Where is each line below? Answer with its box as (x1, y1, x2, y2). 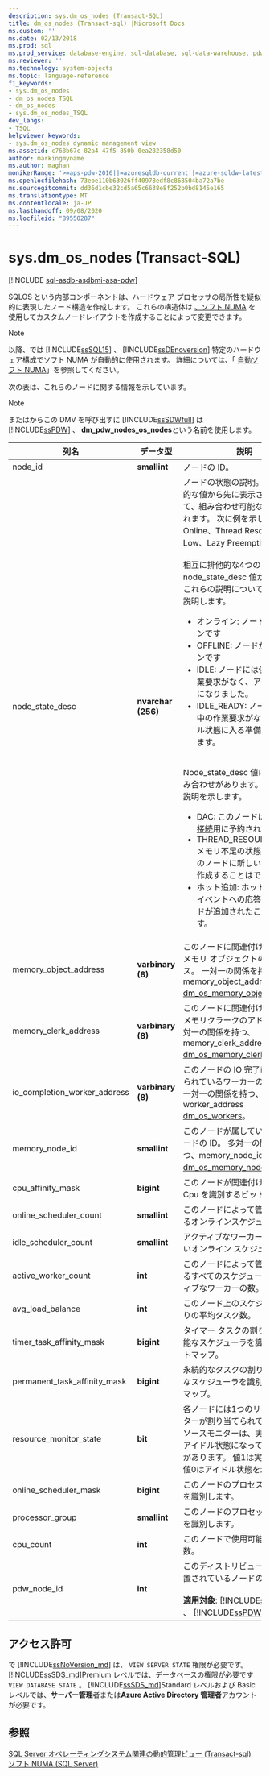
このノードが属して (182, 1126, 256, 1137)
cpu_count (12, 1539, 52, 1550)
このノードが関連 (182, 1177, 247, 1189)
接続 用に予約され (196, 824, 261, 835)
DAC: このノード (196, 811, 259, 823)
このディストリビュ (182, 1561, 256, 1572)
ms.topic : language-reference (8, 72, 110, 80)
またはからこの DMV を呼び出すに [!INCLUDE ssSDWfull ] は (8, 415, 203, 425)
